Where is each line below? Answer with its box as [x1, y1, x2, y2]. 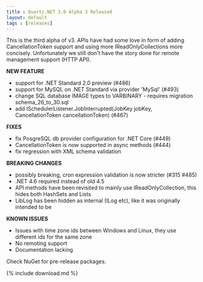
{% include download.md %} [6, 270, 78, 277]
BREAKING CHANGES [6, 160, 62, 167]
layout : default [6, 15, 47, 21]
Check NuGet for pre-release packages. [6, 258, 107, 265]
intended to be [15, 203, 52, 211]
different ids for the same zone [15, 234, 92, 241]
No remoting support [15, 240, 68, 247]
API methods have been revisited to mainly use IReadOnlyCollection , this [15, 184, 197, 191]
